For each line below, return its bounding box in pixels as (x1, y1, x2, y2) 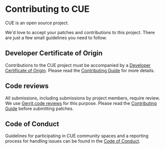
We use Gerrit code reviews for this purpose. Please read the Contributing (5, 100, 157, 106)
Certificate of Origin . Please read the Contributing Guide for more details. (5, 67, 155, 73)
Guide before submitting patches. (5, 105, 74, 111)
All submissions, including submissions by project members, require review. (5, 95, 160, 101)
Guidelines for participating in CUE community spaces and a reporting (5, 133, 149, 139)
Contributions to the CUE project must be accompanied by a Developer (5, 62, 151, 68)
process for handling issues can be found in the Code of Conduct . (5, 138, 141, 144)
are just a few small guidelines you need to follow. (5, 35, 107, 41)
